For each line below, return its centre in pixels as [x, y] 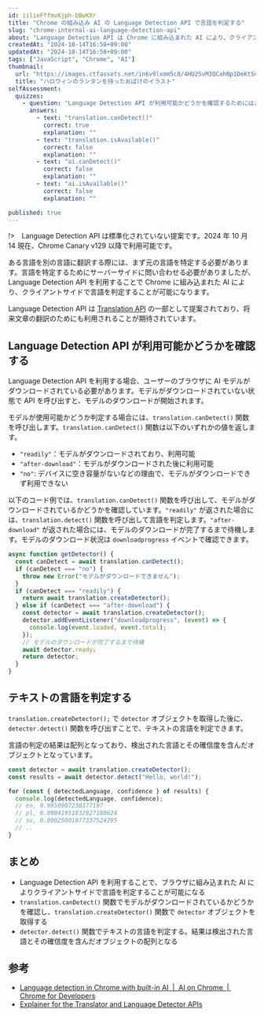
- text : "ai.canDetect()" [79, 162]
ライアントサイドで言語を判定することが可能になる [123, 892]
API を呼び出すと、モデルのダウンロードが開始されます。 [115, 401]
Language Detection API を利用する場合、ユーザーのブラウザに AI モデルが [129, 381]
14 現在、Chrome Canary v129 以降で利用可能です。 [92, 246]
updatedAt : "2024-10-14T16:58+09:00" [70, 52]
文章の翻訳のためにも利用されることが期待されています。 [107, 319]
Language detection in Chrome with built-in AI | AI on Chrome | [124, 988]
